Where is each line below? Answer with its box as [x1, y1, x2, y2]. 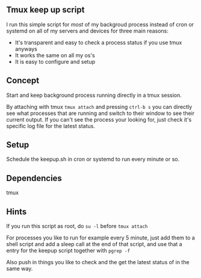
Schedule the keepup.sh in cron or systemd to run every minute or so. [6, 156, 179, 163]
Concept [6, 75, 40, 86]
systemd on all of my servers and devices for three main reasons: [6, 27, 169, 34]
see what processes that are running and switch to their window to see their [6, 110, 194, 117]
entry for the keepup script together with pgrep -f [6, 247, 131, 255]
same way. [6, 265, 33, 273]
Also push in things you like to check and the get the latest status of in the [6, 259, 190, 266]
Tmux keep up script [6, 5, 85, 15]
